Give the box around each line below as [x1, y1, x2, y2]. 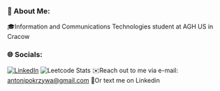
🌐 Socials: [7, 50, 43, 60]
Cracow [7, 33, 30, 41]
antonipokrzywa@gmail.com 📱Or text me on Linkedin [7, 76, 161, 84]
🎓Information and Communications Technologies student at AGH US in [7, 22, 214, 31]
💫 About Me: [7, 6, 50, 16]
